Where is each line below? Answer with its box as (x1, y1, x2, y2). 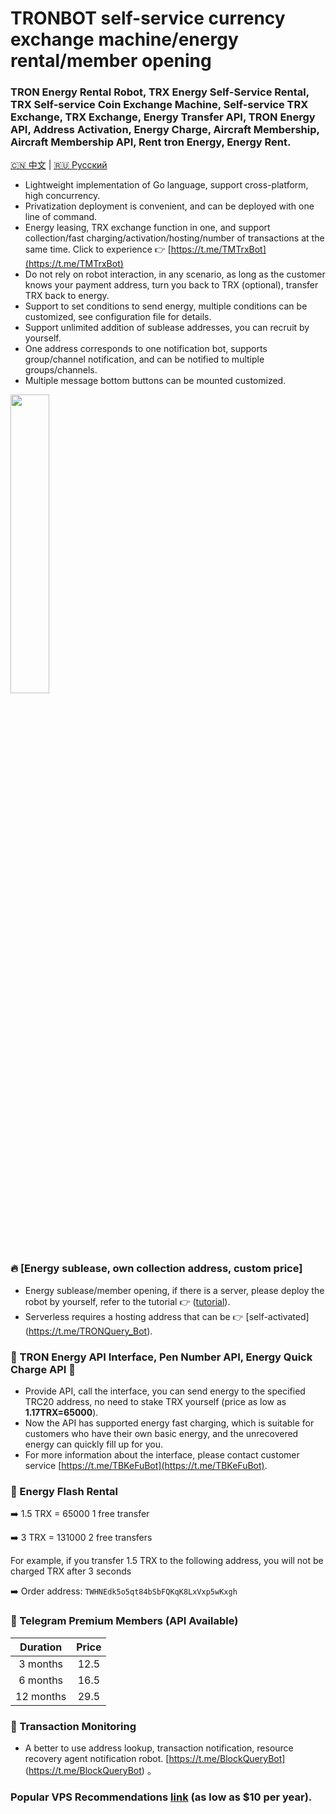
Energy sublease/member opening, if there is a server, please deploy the (24, 1284, 325, 1296)
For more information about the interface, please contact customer (24, 1449, 300, 1461)
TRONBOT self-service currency (10, 7, 286, 30)
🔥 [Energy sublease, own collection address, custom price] (10, 1262, 303, 1276)
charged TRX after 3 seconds (10, 1565, 132, 1577)
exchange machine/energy (10, 28, 239, 51)
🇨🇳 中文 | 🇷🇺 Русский (10, 159, 108, 171)
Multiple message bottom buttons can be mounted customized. (24, 375, 287, 387)
